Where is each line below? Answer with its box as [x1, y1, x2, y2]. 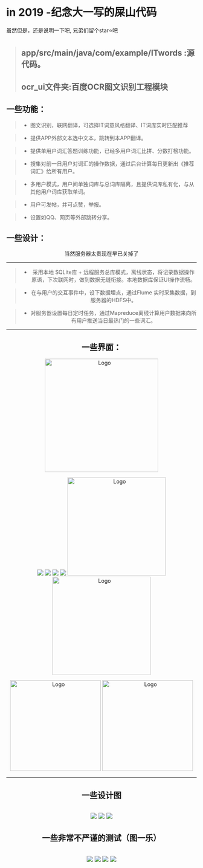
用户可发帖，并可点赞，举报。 [30, 201, 105, 208]
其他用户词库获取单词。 [30, 188, 89, 195]
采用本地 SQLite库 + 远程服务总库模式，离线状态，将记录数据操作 [32, 268, 195, 276]
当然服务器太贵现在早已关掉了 [64, 250, 139, 257]
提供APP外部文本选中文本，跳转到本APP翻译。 [30, 134, 147, 141]
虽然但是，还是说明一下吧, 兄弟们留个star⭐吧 [6, 27, 118, 34]
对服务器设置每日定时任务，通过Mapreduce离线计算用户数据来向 [30, 309, 192, 317]
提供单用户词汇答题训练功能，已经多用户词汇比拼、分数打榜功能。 [30, 147, 195, 154]
